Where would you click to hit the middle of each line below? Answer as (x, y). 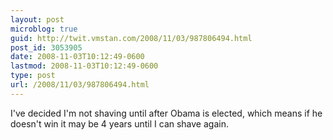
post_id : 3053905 (46, 47)
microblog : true (44, 29)
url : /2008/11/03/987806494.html (80, 85)
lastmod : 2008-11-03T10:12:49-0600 (84, 66)
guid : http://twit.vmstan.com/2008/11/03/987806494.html (131, 38)
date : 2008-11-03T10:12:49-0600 (77, 57)
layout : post (37, 19)
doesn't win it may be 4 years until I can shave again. (119, 123)
